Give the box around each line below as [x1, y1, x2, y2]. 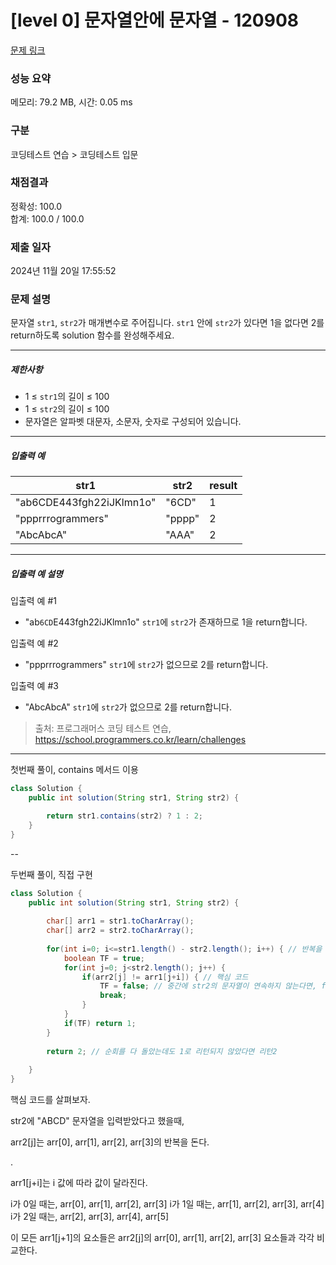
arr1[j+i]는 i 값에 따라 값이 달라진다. [10, 1177, 148, 1189]
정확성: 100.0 [10, 200, 63, 212]
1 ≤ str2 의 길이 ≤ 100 [24, 403, 110, 415]
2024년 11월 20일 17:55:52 [10, 265, 117, 277]
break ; [99, 991, 128, 1001]
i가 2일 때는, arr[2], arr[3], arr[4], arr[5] [10, 1211, 170, 1223]
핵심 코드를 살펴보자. [10, 1094, 91, 1106]
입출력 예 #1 [10, 595, 57, 607]
